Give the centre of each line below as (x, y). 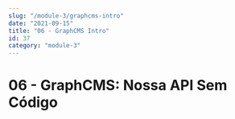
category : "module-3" (45, 46)
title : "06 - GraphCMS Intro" (59, 31)
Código (33, 103)
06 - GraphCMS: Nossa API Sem (118, 86)
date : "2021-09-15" (41, 23)
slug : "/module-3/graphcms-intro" (66, 16)
